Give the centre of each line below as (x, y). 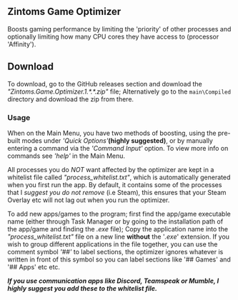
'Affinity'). (22, 44)
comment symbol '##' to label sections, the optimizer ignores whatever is (115, 251)
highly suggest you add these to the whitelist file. (83, 288)
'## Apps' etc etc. (34, 266)
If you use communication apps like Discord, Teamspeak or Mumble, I (113, 281)
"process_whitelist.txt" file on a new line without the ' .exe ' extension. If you (119, 236)
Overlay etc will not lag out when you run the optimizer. (89, 200)
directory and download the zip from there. (71, 99)
